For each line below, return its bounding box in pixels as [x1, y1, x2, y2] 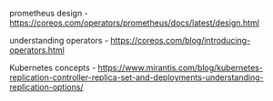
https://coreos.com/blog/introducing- [110, 35, 251, 45]
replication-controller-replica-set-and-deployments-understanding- [9, 72, 264, 83]
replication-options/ [9, 82, 84, 92]
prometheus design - [9, 8, 88, 18]
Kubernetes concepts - [9, 63, 96, 73]
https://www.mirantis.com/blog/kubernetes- [97, 63, 264, 73]
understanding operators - [9, 35, 109, 45]
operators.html [9, 45, 66, 56]
